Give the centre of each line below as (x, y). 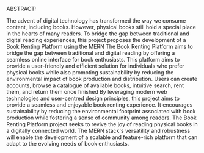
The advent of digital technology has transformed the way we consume (96, 20)
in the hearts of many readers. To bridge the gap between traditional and (98, 34)
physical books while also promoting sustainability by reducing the (90, 72)
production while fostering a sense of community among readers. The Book (101, 118)
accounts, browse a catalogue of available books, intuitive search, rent (95, 85)
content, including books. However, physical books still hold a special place (101, 27)
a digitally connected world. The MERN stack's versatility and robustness (98, 131)
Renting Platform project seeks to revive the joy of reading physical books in (102, 124)
